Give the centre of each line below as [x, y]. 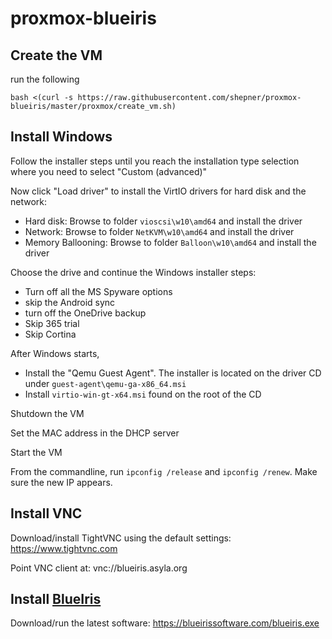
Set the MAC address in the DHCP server [95, 433]
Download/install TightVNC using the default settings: [121, 538]
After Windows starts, [55, 353]
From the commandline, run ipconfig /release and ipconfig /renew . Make [164, 471]
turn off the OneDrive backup [85, 313]
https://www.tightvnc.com [64, 548]
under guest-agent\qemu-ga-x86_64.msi [105, 383]
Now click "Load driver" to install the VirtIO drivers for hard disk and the [158, 191]
